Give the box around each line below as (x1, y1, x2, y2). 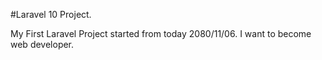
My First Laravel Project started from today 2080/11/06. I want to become (10, 28, 312, 39)
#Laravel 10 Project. (10, 9, 92, 20)
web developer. (10, 39, 75, 50)
